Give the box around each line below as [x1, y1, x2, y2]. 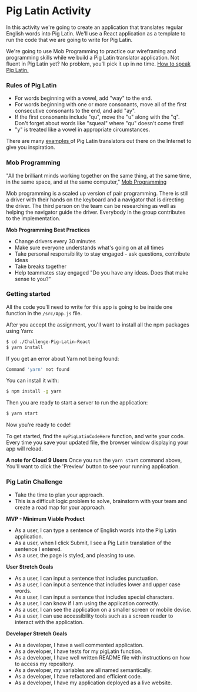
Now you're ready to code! [6, 421, 71, 429]
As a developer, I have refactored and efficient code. [14, 673, 142, 680]
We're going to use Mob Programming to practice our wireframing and [6, 47, 176, 54]
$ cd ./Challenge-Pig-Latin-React [6, 338, 91, 345]
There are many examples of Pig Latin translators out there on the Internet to [6, 138, 192, 145]
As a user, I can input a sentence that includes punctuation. [14, 575, 159, 582]
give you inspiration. [6, 143, 55, 151]
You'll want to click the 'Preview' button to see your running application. [6, 463, 181, 470]
